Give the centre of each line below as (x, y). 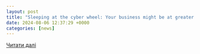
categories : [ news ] (31, 28)
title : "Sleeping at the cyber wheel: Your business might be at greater (100, 17)
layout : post (22, 12)
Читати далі (21, 45)
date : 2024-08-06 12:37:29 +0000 (48, 23)
